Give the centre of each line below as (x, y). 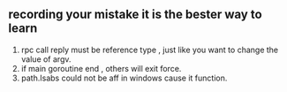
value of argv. (46, 59)
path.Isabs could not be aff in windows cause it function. (124, 78)
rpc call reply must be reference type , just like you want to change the (150, 50)
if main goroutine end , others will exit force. (101, 68)
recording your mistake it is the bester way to (135, 15)
